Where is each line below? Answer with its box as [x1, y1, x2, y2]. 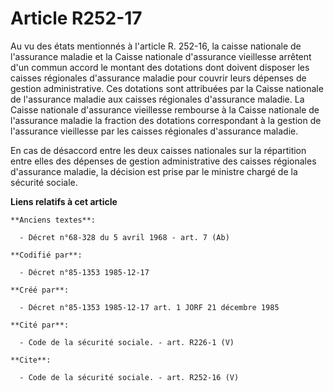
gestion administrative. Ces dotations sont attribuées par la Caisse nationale [10, 82, 324, 94]
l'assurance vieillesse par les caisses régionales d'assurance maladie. [10, 125, 299, 137]
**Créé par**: [10, 285, 70, 295]
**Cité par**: [10, 320, 70, 330]
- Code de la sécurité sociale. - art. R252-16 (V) [19, 372, 240, 382]
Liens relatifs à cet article [10, 195, 118, 207]
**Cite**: [10, 355, 52, 365]
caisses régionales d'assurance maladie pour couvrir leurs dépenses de [10, 72, 307, 84]
